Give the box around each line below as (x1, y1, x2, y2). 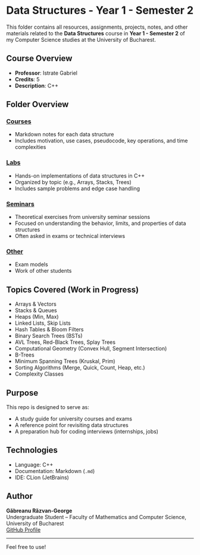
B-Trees (14, 351, 35, 359)
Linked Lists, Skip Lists (14, 319, 71, 327)
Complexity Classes (14, 370, 64, 377)
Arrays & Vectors (14, 300, 57, 308)
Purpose (6, 388, 39, 398)
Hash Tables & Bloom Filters (14, 326, 85, 333)
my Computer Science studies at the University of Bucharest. (6, 36, 157, 43)
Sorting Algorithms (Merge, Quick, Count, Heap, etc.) (14, 364, 145, 371)
